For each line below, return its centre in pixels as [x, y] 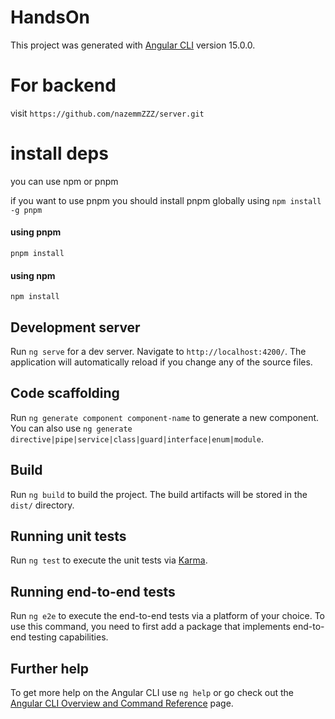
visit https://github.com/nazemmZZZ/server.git [107, 113]
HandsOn [50, 17]
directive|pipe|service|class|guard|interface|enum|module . [137, 438]
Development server [75, 327]
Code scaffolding [65, 393]
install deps [59, 153]
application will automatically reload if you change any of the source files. [161, 362]
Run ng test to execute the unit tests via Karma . [109, 560]
